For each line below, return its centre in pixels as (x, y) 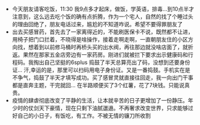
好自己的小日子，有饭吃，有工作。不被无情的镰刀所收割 (81, 116)
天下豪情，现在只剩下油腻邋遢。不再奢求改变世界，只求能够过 (116, 108)
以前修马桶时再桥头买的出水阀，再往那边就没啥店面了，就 (116, 47)
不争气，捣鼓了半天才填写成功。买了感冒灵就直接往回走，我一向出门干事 (102, 77)
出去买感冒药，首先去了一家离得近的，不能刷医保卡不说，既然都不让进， (102, 32)
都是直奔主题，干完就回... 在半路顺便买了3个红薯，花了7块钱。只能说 (98, 85)
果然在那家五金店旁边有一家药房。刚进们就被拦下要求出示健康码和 (105, 55)
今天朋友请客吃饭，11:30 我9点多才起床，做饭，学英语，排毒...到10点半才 (103, 9)
